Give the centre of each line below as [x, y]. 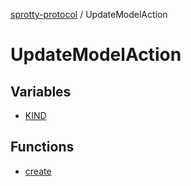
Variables [41, 91]
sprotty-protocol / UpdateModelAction [89, 14]
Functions [42, 147]
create [38, 171]
